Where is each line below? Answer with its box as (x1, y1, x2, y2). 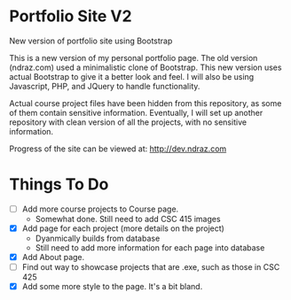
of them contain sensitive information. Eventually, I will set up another (9, 107, 263, 118)
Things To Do (9, 174, 109, 195)
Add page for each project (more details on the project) (21, 223, 224, 234)
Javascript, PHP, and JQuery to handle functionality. (9, 81, 201, 91)
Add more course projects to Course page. (21, 204, 179, 214)
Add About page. (21, 252, 85, 262)
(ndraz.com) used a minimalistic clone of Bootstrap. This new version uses (9, 62, 282, 73)
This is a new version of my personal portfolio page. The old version (9, 52, 258, 63)
